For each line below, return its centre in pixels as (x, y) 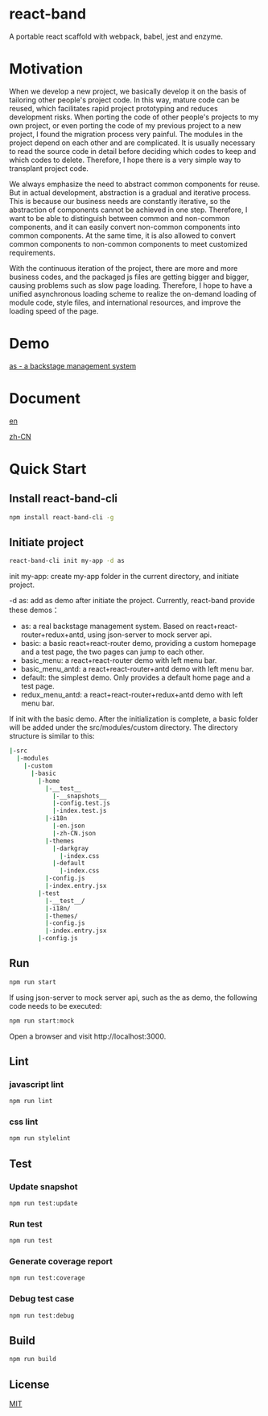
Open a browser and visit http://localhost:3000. (88, 1036)
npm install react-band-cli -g (62, 517)
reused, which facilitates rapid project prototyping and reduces (113, 108)
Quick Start (48, 469)
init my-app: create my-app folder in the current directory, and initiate (124, 577)
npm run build (33, 1360)
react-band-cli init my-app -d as (67, 561)
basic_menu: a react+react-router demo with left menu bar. (119, 660)
